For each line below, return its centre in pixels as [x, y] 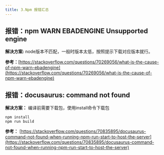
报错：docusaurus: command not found [68, 95]
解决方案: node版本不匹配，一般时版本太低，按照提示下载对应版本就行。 [79, 52]
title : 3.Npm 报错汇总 [27, 10]
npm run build [20, 122]
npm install [17, 117]
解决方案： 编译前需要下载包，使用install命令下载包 [57, 108]
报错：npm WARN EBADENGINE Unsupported [77, 31]
